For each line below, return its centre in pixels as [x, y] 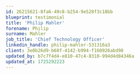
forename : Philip [27, 28]
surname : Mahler [26, 34]
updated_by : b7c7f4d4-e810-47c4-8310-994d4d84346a [70, 56]
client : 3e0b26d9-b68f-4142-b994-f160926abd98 [65, 51]
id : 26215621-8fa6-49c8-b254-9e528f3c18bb [59, 12]
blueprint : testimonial [35, 17]
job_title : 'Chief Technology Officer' [55, 39]
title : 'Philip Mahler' [35, 23]
